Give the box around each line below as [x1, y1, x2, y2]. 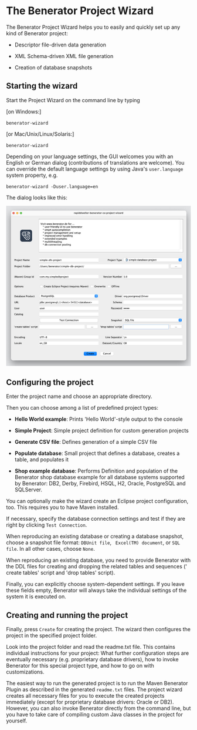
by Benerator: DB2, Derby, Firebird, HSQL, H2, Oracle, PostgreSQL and [14, 480, 186, 487]
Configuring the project [6, 377, 94, 387]
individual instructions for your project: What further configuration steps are [6, 649, 189, 657]
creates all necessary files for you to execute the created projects [6, 692, 165, 699]
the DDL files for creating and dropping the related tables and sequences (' [6, 563, 188, 570]
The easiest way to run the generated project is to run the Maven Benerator [6, 680, 188, 687]
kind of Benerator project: [6, 29, 69, 36]
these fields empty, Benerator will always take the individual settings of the [6, 587, 187, 594]
